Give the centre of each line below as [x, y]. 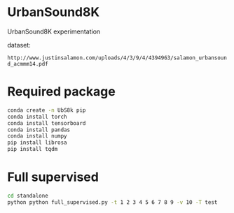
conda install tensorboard [47, 123]
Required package [61, 92]
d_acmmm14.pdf [28, 64]
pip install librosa [37, 143]
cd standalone [28, 196]
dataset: [19, 45]
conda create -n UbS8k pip [47, 110]
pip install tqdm [33, 149]
